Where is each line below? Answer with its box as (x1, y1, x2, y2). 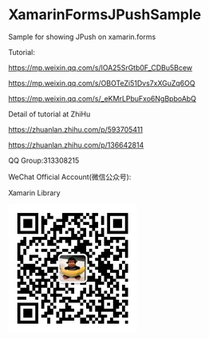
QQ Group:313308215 (8, 156, 80, 165)
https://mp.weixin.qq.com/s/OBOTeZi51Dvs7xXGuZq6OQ (8, 78, 195, 88)
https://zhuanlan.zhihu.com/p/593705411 (8, 124, 144, 134)
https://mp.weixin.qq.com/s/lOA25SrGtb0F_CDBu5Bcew (8, 62, 193, 73)
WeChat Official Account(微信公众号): (8, 171, 132, 181)
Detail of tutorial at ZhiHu (8, 109, 91, 119)
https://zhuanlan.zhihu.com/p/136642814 (8, 140, 144, 149)
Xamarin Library (8, 187, 61, 197)
